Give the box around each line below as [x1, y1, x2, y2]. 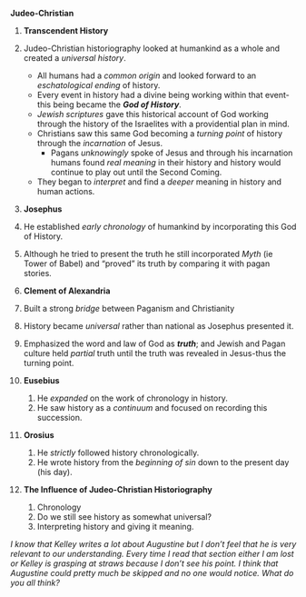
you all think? [10, 577, 60, 588]
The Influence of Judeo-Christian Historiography [23, 484, 212, 494]
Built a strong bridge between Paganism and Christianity [23, 303, 235, 313]
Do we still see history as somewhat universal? [36, 512, 212, 522]
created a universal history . [23, 53, 126, 63]
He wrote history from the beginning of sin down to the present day [36, 457, 290, 467]
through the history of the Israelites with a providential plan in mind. [36, 118, 290, 129]
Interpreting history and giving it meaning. [36, 522, 194, 532]
